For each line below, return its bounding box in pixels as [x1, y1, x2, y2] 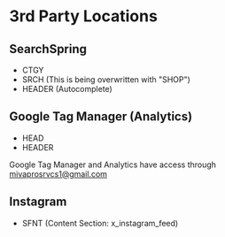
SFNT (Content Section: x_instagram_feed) [21, 218, 179, 228]
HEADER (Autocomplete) [21, 84, 112, 94]
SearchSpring [9, 42, 87, 57]
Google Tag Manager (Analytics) [9, 109, 193, 125]
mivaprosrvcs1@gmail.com [9, 168, 108, 179]
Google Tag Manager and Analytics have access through [9, 159, 217, 170]
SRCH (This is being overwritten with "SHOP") [21, 74, 190, 85]
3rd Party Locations [9, 6, 158, 27]
